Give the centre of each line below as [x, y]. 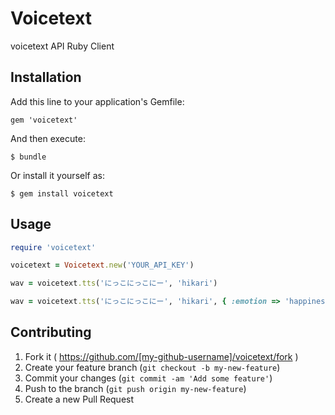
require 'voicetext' [53, 247]
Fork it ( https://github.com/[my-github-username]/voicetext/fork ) [161, 356]
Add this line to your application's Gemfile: [97, 101]
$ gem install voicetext [62, 193]
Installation [46, 77]
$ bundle [28, 157]
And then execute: [48, 138]
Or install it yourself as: [57, 175]
